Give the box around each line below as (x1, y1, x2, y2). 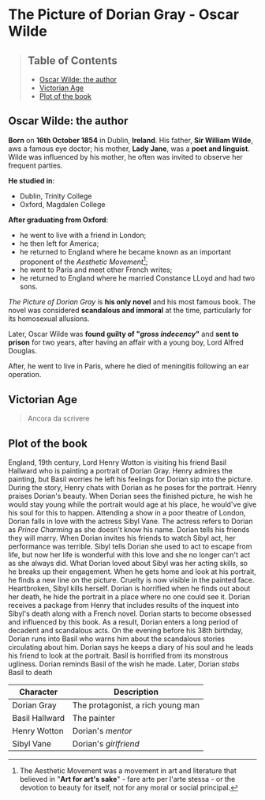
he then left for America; (19, 239, 99, 248)
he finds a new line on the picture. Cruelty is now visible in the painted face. (8, 575, 255, 585)
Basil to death (8, 668, 53, 677)
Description (113, 686, 159, 697)
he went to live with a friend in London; (19, 230, 147, 240)
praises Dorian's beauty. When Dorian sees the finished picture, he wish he (8, 492, 253, 501)
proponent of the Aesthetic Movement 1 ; (19, 255, 148, 266)
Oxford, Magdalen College (19, 199, 106, 209)
